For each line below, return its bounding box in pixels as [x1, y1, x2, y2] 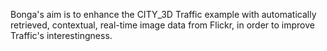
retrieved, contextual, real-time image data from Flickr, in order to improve [10, 19, 315, 31]
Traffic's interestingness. [10, 30, 113, 41]
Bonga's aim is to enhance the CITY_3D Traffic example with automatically [10, 9, 317, 20]
